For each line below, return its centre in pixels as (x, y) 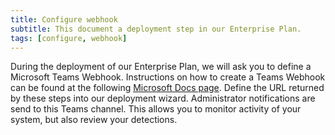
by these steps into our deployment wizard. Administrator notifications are (163, 98)
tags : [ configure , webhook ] (69, 38)
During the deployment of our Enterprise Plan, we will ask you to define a (161, 67)
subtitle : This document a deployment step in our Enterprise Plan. (156, 29)
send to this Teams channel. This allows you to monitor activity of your (156, 109)
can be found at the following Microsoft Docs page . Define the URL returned (167, 88)
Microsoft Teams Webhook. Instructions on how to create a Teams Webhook (168, 77)
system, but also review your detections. (94, 120)
